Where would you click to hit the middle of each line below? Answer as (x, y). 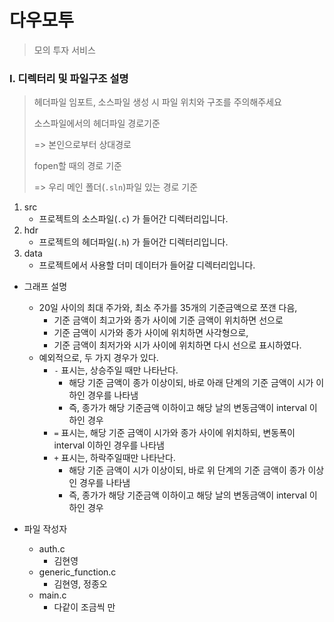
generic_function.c (77, 572)
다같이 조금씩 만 (84, 607)
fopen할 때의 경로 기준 (77, 166)
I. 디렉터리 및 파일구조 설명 (69, 78)
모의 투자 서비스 (64, 50)
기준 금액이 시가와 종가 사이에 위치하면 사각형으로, (151, 333)
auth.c (52, 549)
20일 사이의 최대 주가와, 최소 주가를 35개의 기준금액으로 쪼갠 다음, (168, 308)
